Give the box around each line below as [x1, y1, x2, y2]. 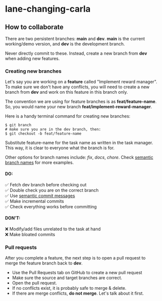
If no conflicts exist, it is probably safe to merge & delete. [12, 285, 126, 291]
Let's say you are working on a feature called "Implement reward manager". [5, 79, 157, 85]
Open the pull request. [12, 280, 57, 286]
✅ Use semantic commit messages [5, 193, 75, 199]
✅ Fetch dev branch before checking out [5, 181, 87, 187]
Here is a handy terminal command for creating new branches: [5, 113, 130, 119]
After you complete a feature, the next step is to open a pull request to [5, 255, 146, 261]
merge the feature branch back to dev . [5, 260, 83, 266]
